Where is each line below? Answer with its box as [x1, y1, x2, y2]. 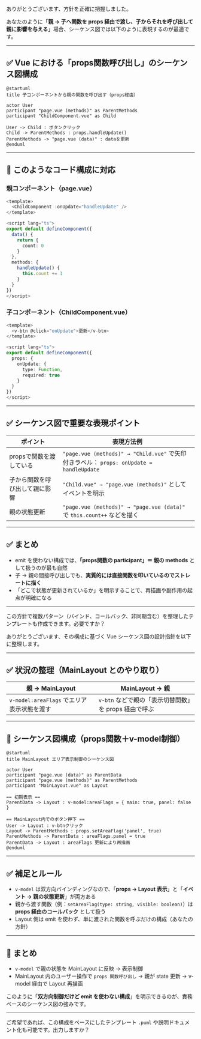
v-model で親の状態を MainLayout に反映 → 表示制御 [14, 965, 144, 972]
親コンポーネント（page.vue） [6, 184, 96, 193]
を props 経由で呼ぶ [98, 705, 154, 713]
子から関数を [9, 475, 46, 483]
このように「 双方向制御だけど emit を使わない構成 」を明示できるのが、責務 [6, 993, 193, 1000]
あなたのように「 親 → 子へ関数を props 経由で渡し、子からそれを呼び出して [6, 18, 193, 25]
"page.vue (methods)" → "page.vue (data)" [62, 503, 185, 510]
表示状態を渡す [9, 705, 52, 713]
